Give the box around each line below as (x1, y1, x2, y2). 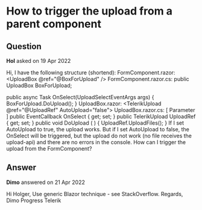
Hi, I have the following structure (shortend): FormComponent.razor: (6, 69, 175, 76)
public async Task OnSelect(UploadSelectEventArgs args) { (6, 94, 154, 100)
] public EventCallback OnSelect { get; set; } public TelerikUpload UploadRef (6, 113, 196, 120)
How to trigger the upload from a (6, 4, 173, 18)
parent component (6, 17, 101, 31)
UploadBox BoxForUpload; (6, 82, 72, 89)
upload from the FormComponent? (6, 145, 92, 152)
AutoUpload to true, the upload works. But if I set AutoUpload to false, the (6, 126, 190, 133)
